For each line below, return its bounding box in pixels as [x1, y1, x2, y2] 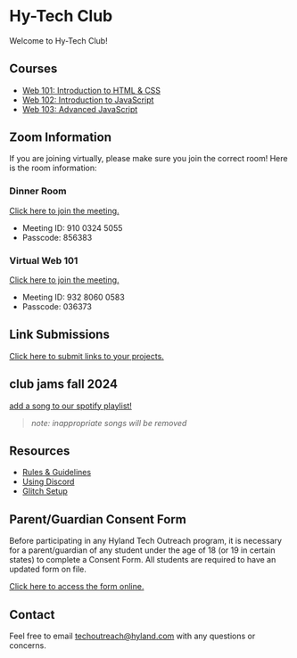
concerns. [9, 640, 47, 651]
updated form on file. [9, 563, 87, 575]
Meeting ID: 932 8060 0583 [21, 292, 125, 302]
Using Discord [21, 476, 75, 487]
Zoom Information [9, 129, 111, 144]
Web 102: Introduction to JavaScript [21, 95, 154, 105]
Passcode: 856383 [21, 232, 93, 243]
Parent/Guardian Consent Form [9, 512, 187, 527]
